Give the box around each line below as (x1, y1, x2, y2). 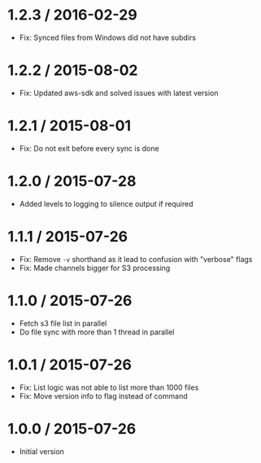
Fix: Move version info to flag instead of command (19, 391, 188, 400)
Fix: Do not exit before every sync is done (19, 143, 159, 153)
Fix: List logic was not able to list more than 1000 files (19, 382, 199, 392)
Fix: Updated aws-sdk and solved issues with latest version (19, 88, 219, 98)
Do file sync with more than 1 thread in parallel (19, 327, 175, 337)
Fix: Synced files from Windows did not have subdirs (19, 33, 197, 42)
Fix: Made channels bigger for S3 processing (19, 263, 171, 273)
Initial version (19, 446, 64, 456)
